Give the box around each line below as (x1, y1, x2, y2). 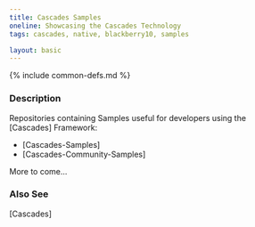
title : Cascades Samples (9, 12, 102, 22)
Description (9, 93, 62, 105)
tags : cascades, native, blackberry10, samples (9, 29, 190, 38)
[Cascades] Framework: (9, 122, 98, 133)
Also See (9, 188, 49, 200)
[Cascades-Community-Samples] (21, 149, 146, 159)
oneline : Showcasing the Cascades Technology (9, 21, 181, 30)
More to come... (9, 166, 68, 176)
